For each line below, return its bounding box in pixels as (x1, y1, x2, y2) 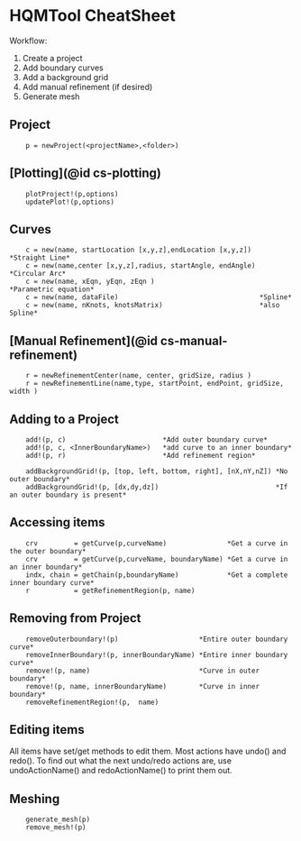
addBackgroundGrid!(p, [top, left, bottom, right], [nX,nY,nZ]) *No (25, 467, 288, 476)
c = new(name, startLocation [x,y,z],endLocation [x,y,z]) (25, 245, 252, 255)
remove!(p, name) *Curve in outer (25, 666, 260, 675)
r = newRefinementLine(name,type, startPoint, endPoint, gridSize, (25, 379, 284, 389)
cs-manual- (160, 333, 228, 348)
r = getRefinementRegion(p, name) (25, 586, 196, 595)
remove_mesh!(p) (25, 823, 87, 832)
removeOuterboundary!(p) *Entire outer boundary (25, 635, 288, 644)
